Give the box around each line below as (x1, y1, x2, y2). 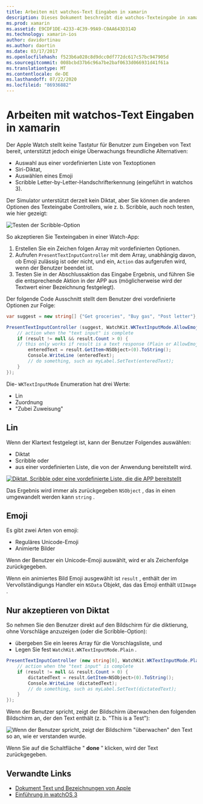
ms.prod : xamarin (6, 20, 50, 26)
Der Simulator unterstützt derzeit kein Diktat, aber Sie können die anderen (6, 196, 190, 204)
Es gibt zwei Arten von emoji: (6, 527, 79, 534)
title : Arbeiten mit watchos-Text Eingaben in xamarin (6, 8, 147, 15)
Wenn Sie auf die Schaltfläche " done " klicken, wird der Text (6, 745, 158, 752)
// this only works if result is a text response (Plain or (17, 341, 172, 347)
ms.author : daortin (6, 43, 56, 49)
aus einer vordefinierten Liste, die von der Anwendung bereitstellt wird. (14, 463, 192, 470)
